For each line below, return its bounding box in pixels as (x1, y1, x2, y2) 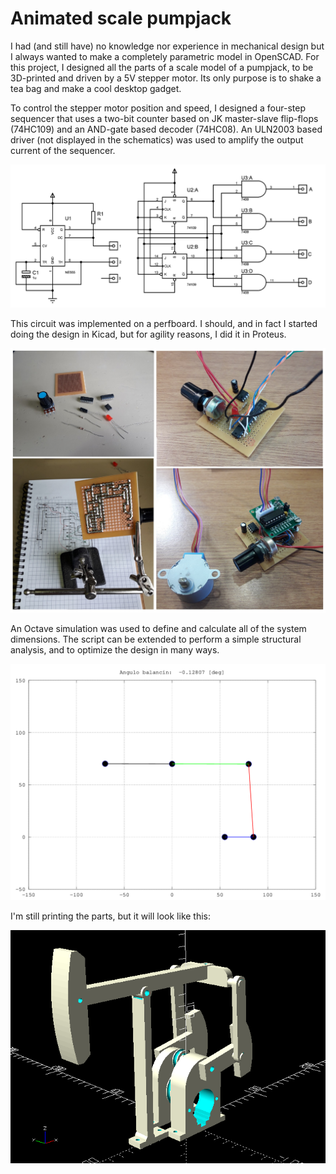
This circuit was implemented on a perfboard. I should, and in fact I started (10, 318, 318, 330)
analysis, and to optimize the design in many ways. (10, 643, 220, 656)
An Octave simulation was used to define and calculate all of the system (10, 622, 307, 634)
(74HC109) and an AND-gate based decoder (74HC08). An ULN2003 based (10, 123, 323, 135)
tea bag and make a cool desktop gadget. (10, 82, 182, 94)
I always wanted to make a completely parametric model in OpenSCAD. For (10, 50, 320, 62)
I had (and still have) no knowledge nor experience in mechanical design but (10, 40, 325, 52)
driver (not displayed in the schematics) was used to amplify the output (10, 133, 304, 146)
